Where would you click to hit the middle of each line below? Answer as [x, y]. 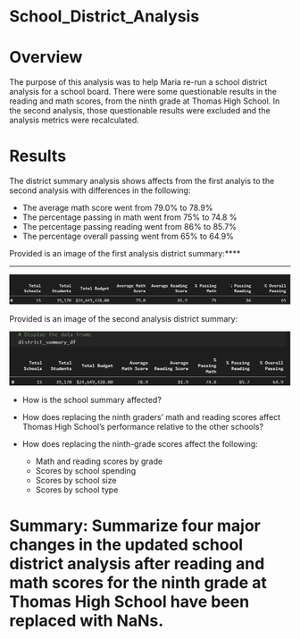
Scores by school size [76, 480]
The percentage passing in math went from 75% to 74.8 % [129, 217]
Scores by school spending [86, 470]
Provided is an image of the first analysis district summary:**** [125, 254]
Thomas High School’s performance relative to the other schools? [143, 426]
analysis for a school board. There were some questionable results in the [143, 92]
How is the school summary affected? [92, 399]
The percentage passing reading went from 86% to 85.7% [129, 227]
